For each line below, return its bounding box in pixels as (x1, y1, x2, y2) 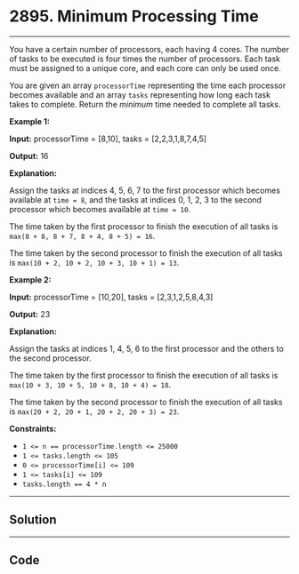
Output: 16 (9, 150, 49, 161)
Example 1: (9, 116, 51, 126)
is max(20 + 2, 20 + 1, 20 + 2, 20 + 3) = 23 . (9, 406, 180, 417)
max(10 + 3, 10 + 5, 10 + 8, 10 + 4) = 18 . (9, 379, 172, 390)
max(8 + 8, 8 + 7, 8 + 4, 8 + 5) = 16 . (9, 230, 156, 241)
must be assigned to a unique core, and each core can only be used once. (9, 62, 282, 73)
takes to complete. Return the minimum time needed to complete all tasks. (9, 99, 281, 109)
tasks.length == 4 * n (21, 480, 107, 489)
